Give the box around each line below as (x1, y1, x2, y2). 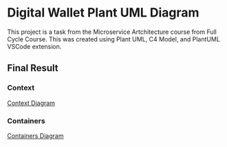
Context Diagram (7, 99, 55, 107)
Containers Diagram (7, 131, 64, 139)
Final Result (7, 62, 58, 74)
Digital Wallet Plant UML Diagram (7, 5, 199, 21)
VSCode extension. (7, 42, 62, 50)
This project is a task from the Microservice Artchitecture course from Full (7, 28, 217, 36)
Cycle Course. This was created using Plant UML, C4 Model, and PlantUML (7, 35, 220, 43)
